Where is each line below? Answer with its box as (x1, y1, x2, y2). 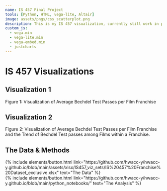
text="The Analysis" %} (92, 180, 142, 187)
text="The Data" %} (60, 170, 101, 176)
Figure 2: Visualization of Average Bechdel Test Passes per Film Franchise (5, 126, 157, 132)
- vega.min (9, 30, 32, 35)
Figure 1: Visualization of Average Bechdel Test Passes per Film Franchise (5, 98, 157, 104)
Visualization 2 (5, 113, 53, 122)
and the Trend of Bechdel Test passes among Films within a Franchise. (5, 131, 150, 137)
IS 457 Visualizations (5, 66, 94, 77)
